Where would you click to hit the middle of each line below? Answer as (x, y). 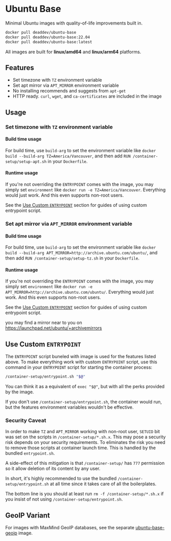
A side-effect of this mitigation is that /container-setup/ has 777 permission (85, 463)
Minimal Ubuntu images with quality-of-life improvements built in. (74, 23)
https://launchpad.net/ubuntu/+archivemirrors (54, 328)
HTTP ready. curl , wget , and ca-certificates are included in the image (87, 96)
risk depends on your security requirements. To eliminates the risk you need (86, 442)
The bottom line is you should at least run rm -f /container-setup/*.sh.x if (85, 494)
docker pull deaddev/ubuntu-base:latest (49, 42)
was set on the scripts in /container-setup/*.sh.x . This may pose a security (86, 437)
